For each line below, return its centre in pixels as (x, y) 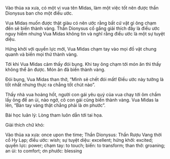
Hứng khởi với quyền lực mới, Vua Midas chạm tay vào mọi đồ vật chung (81, 49)
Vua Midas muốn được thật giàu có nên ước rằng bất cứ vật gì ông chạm (81, 23)
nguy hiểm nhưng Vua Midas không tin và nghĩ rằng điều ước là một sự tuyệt (85, 34)
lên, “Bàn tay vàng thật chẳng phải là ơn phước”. (55, 105)
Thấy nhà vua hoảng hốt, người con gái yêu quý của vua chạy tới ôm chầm (83, 94)
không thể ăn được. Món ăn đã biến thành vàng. (55, 69)
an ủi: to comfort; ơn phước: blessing (44, 151)
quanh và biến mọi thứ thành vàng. (42, 54)
